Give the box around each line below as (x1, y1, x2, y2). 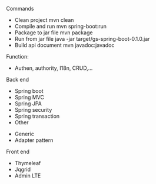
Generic (14, 130, 34, 137)
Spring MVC (14, 94, 45, 101)
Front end (6, 148, 30, 155)
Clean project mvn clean (14, 17, 74, 23)
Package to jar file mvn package (14, 29, 93, 36)
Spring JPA (14, 100, 42, 107)
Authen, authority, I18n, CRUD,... (14, 64, 93, 72)
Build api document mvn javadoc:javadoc (14, 41, 115, 49)
